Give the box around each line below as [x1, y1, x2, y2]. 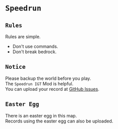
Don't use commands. [12, 44, 59, 49]
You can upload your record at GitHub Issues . [5, 86, 99, 92]
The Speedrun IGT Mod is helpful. [5, 80, 74, 86]
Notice [5, 63, 26, 71]
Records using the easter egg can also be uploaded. [5, 118, 113, 124]
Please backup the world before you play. [5, 75, 91, 81]
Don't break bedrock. [12, 49, 57, 55]
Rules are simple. [5, 34, 41, 40]
